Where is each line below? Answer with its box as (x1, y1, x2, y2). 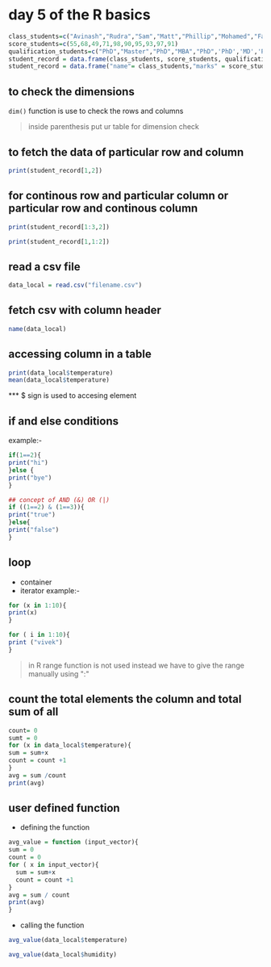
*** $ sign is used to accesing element (8, 391, 137, 400)
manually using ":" (27, 668, 90, 679)
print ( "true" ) (8, 511, 56, 519)
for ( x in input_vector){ (8, 861, 99, 869)
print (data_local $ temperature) (8, 369, 114, 377)
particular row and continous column (8, 202, 198, 216)
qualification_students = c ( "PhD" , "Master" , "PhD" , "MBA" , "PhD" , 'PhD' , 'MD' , (8, 47, 258, 56)
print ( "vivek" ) (8, 638, 63, 647)
